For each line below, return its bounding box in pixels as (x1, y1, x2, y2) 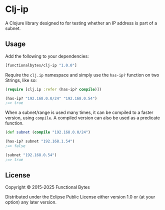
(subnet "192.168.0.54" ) (5, 152, 57, 157)
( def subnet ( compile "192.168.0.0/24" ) (5, 130, 91, 135)
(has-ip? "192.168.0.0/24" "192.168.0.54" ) (5, 96, 97, 101)
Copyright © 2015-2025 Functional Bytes (5, 184, 90, 190)
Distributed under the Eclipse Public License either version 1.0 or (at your (5, 194, 155, 200)
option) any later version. (5, 199, 56, 205)
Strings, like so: (5, 77, 37, 83)
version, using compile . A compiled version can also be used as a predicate (5, 115, 160, 121)
